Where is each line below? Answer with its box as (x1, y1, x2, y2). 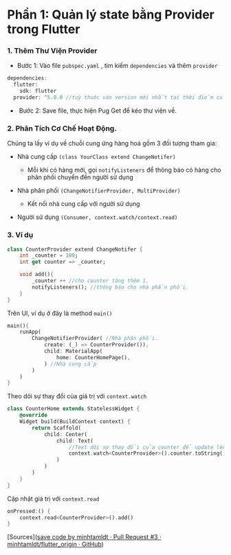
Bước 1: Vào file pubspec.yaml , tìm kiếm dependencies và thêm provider (16, 62, 218, 70)
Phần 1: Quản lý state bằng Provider (7, 7, 215, 23)
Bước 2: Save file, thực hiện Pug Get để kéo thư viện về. (19, 106, 177, 115)
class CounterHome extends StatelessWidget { (7, 405, 140, 412)
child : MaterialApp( (43, 348, 103, 355)
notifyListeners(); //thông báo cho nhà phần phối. (32, 284, 189, 291)
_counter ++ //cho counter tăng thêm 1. (32, 277, 149, 284)
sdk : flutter (19, 88, 57, 95)
